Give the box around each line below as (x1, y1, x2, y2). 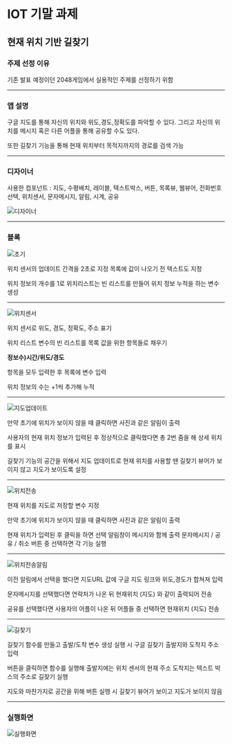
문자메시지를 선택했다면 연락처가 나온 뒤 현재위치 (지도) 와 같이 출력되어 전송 (7, 590, 213, 598)
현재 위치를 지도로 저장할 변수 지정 (7, 501, 99, 509)
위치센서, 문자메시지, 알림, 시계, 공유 (21, 192, 119, 201)
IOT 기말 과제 (7, 6, 78, 22)
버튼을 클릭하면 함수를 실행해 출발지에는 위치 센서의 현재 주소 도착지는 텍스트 (7, 664, 214, 672)
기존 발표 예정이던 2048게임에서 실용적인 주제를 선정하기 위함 (7, 75, 174, 84)
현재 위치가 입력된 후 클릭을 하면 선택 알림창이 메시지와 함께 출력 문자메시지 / (7, 530, 214, 538)
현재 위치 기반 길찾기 (7, 36, 89, 48)
